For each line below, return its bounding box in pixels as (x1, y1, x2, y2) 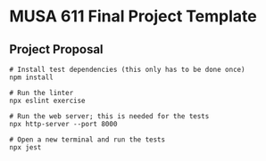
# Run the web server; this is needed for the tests (9, 112, 210, 121)
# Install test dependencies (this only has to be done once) (9, 65, 245, 74)
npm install (9, 73, 54, 82)
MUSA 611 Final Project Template (9, 6, 257, 27)
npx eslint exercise (9, 96, 87, 105)
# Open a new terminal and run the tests (9, 135, 166, 144)
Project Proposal (9, 42, 104, 57)
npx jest (9, 143, 42, 152)
